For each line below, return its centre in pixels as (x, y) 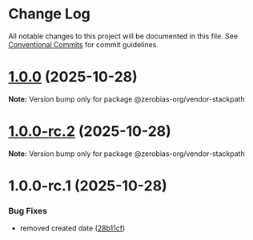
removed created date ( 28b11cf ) (72, 228)
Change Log (49, 14)
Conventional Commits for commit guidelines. (83, 44)
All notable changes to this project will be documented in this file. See (123, 36)
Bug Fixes (28, 210)
